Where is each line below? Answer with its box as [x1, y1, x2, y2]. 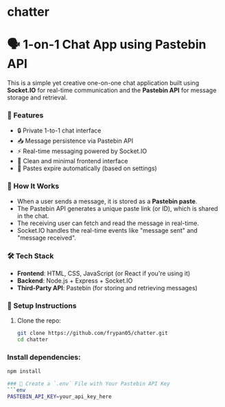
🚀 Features [7, 111, 44, 120]
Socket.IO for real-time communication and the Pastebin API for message [7, 86, 217, 95]
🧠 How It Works [7, 181, 60, 191]
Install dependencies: [7, 352, 81, 362]
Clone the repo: [16, 316, 62, 325]
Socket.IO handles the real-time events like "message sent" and [16, 226, 198, 234]
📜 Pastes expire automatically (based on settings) [16, 164, 158, 172]
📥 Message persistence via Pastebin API [16, 137, 134, 145]
